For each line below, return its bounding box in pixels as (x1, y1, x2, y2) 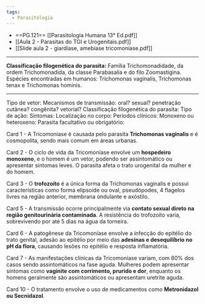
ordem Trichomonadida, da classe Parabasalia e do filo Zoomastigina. (6, 68, 182, 76)
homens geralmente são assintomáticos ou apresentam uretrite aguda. (6, 273, 184, 281)
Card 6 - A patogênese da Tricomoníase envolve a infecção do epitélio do (6, 230, 192, 237)
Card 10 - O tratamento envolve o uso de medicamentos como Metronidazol (6, 285, 199, 293)
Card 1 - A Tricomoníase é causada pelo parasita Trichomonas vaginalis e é (6, 130, 198, 137)
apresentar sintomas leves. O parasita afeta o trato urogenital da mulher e (6, 161, 192, 168)
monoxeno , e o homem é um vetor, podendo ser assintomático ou (6, 155, 173, 162)
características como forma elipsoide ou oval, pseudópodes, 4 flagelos (6, 186, 185, 194)
